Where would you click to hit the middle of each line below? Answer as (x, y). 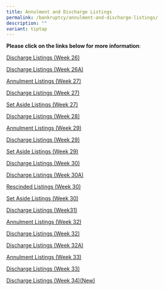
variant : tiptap (27, 29)
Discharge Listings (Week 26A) (45, 70)
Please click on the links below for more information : (74, 46)
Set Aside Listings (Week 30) (42, 199)
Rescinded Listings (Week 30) (44, 187)
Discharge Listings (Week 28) (43, 116)
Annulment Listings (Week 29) (44, 128)
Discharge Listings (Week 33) (43, 269)
